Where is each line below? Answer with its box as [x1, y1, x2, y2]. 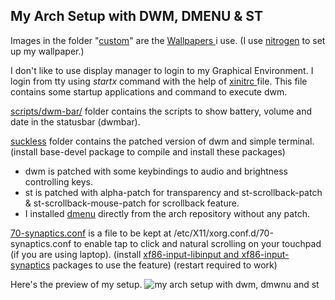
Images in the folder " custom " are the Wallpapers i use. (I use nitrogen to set [10, 34, 326, 46]
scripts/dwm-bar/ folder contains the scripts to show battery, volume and [10, 105, 313, 117]
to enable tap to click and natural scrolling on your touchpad [73, 237, 322, 249]
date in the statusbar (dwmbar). [10, 115, 141, 128]
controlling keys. [24, 175, 93, 188]
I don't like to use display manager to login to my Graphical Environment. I [10, 64, 314, 76]
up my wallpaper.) [10, 45, 85, 57]
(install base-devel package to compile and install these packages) [10, 145, 286, 158]
